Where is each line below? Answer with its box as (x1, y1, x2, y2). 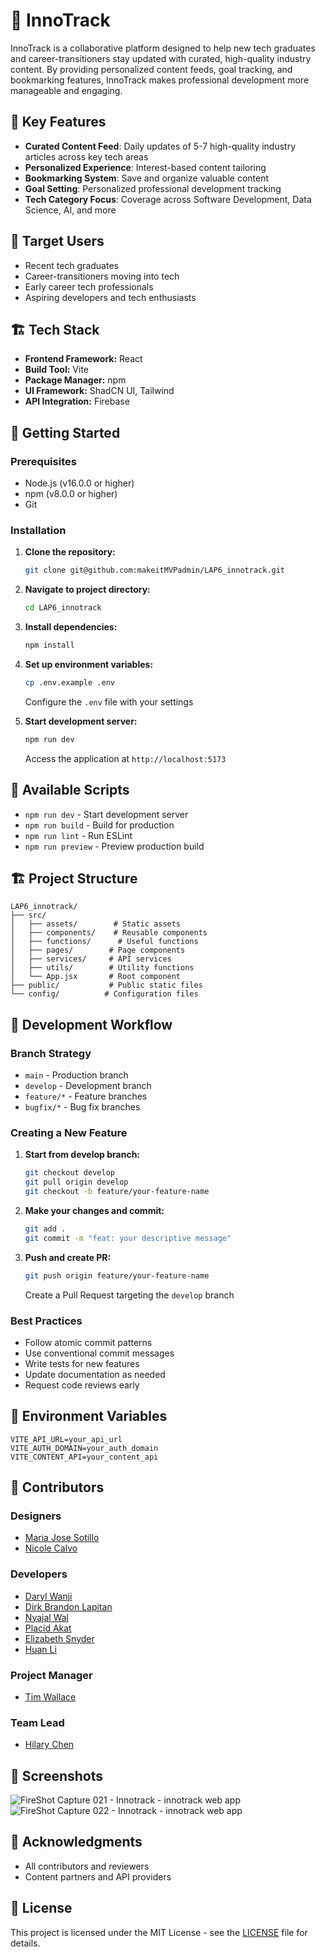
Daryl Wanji (24, 1590, 73, 1602)
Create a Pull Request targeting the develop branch (24, 1289, 235, 1301)
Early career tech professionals (24, 280, 154, 293)
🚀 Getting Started (10, 424, 121, 441)
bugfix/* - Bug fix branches (24, 1101, 141, 1113)
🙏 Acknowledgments (10, 1834, 143, 1851)
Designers (10, 1509, 62, 1523)
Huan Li (24, 1643, 57, 1655)
